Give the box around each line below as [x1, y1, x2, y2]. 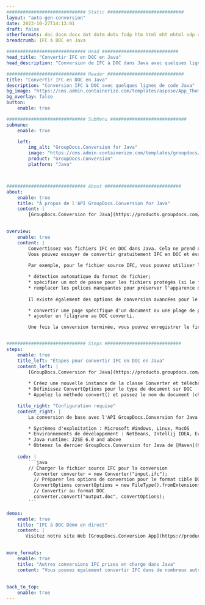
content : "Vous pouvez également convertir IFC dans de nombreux [17, 567, 187, 573]
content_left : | [17, 363, 59, 369]
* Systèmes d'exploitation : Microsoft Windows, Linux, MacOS [28, 425, 190, 432]
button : [6, 99, 26, 106]
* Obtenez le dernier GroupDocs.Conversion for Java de [28, 442, 173, 449]
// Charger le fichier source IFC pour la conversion [28, 465, 168, 472]
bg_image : [6, 88, 32, 94]
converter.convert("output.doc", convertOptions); [33, 494, 165, 500]
